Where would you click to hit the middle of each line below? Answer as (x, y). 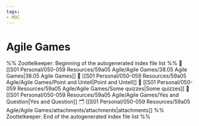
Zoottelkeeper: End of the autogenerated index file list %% (78, 116)
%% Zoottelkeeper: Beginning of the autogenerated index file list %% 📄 (94, 63)
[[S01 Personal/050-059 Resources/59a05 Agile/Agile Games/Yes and (93, 95)
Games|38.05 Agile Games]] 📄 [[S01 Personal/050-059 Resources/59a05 (97, 76)
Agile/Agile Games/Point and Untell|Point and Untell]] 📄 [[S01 (81, 82)
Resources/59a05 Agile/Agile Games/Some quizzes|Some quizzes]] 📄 (103, 89)
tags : (13, 12)
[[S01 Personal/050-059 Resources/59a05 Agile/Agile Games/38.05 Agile (97, 70)
